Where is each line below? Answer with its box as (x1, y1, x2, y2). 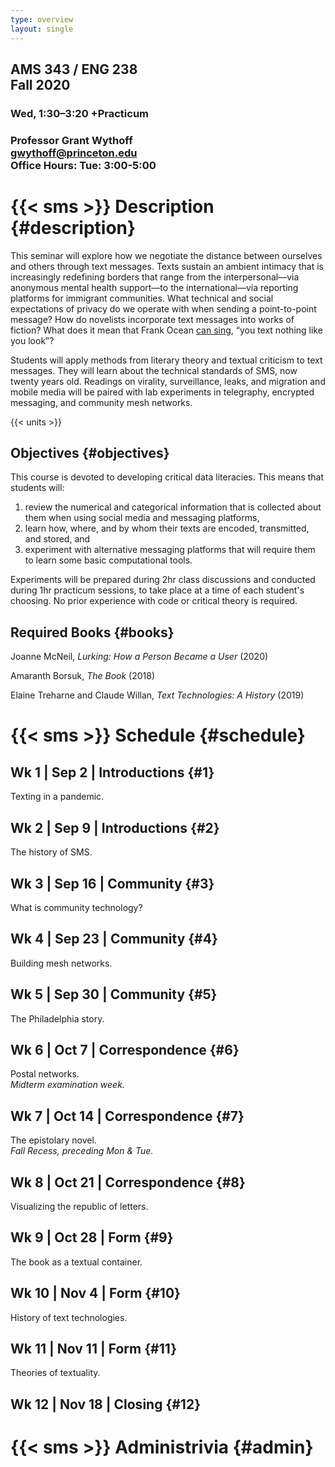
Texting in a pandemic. (10, 791, 105, 803)
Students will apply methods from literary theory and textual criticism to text (10, 354, 323, 366)
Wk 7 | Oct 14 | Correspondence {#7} (10, 1107, 245, 1125)
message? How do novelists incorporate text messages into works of (10, 313, 295, 325)
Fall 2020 (10, 76, 71, 93)
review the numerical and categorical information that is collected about (24, 501, 322, 513)
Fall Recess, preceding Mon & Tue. (10, 1145, 154, 1157)
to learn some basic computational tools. (24, 554, 193, 566)
